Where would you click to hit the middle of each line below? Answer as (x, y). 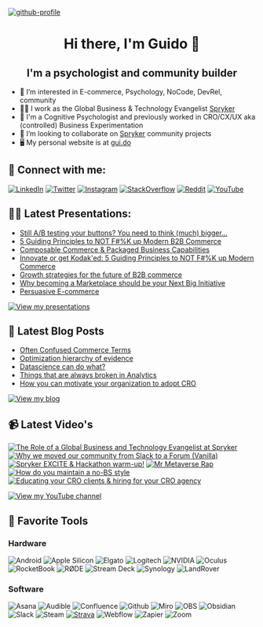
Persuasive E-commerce (59, 291)
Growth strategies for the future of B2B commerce (101, 275)
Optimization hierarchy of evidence (76, 359)
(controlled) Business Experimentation (81, 125)
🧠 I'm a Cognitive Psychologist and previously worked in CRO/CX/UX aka (137, 117)
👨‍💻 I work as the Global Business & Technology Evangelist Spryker (127, 109)
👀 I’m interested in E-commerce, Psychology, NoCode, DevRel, (121, 92)
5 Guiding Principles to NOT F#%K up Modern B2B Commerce (121, 241)
